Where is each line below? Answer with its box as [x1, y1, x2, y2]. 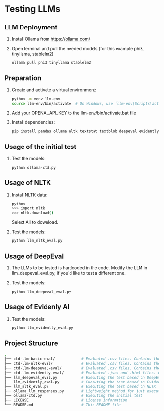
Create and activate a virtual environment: [11, 87, 96, 93]
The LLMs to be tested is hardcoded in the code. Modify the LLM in [11, 265, 148, 271]
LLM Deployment [4, 23, 58, 31]
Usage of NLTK [4, 178, 51, 187]
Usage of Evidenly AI [4, 303, 70, 311]
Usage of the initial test [4, 143, 77, 151]
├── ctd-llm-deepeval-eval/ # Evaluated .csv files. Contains [4, 366, 152, 371]
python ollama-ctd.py [11, 165, 56, 170]
